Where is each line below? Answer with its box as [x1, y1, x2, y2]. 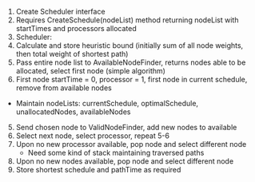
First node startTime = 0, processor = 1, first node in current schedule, [15, 75, 248, 84]
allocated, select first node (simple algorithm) [15, 66, 166, 75]
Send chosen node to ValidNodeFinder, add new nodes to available [15, 123, 237, 132]
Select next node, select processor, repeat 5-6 [15, 131, 170, 140]
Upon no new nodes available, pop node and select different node [15, 156, 234, 166]
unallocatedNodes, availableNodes [15, 107, 131, 117]
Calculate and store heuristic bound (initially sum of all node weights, [15, 41, 244, 50]
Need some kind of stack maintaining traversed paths [27, 148, 205, 157]
